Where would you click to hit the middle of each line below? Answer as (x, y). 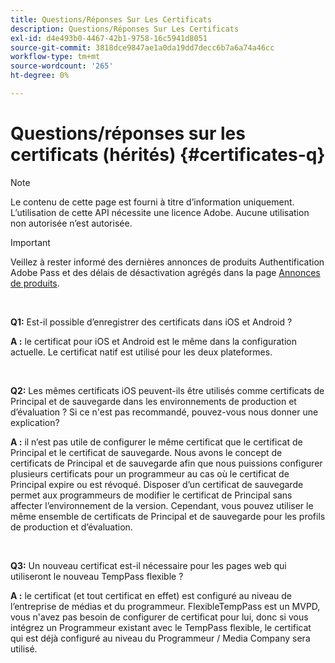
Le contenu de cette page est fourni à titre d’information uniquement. (152, 202)
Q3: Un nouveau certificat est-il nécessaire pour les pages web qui (148, 565)
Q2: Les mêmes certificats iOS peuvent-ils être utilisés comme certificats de (167, 390)
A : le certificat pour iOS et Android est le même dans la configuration (154, 341)
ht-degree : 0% (40, 76)
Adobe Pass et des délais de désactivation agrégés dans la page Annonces (165, 272)
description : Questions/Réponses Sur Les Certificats (125, 29)
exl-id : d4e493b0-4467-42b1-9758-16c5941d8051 (109, 38)
